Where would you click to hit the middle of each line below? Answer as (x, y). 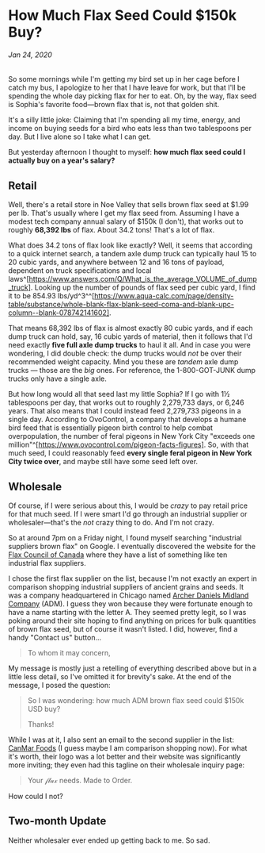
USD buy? (44, 709)
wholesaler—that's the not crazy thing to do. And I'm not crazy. (112, 523)
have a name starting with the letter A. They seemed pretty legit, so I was (127, 613)
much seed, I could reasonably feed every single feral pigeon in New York (130, 453)
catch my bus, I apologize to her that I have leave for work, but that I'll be (127, 88)
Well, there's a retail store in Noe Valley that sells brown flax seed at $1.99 (129, 205)
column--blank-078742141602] (59, 313)
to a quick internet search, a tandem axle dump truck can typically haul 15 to (132, 254)
